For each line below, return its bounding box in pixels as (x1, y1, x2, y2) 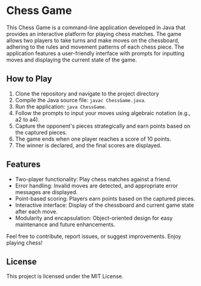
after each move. (15, 208, 58, 215)
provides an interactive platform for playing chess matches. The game (6, 30, 182, 37)
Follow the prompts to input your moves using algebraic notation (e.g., (15, 109, 191, 116)
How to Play (6, 74, 53, 84)
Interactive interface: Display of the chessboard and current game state (15, 201, 194, 209)
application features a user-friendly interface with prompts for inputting (6, 49, 185, 57)
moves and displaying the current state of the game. (6, 56, 137, 63)
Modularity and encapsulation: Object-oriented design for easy (15, 214, 173, 221)
